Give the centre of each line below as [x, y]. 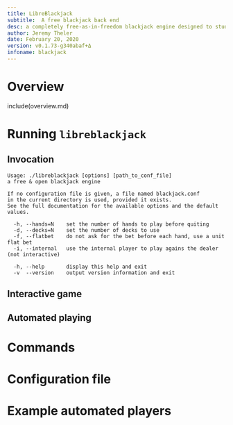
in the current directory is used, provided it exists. [89, 200]
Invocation [31, 159]
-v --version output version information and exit [94, 273]
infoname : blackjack [37, 53]
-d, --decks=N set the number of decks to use [86, 230]
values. [18, 212]
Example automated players [89, 411]
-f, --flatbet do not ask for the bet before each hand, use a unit [119, 236]
